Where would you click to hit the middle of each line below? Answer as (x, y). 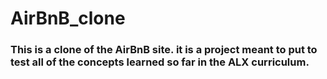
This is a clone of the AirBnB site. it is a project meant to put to (164, 50)
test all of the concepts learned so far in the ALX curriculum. (160, 62)
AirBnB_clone (68, 18)
